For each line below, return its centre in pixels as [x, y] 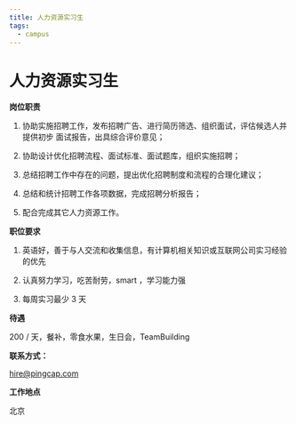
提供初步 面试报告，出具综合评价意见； [93, 137]
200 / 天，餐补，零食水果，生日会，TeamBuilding [100, 337]
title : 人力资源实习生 [47, 17]
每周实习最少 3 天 [54, 300]
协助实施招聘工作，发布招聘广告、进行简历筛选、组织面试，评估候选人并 [154, 126]
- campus [33, 34]
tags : [19, 26]
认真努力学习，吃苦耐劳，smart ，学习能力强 [104, 280]
